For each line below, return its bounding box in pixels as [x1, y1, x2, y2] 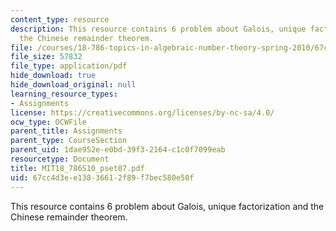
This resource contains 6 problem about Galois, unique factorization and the [10, 200, 325, 212]
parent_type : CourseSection [10, 136, 128, 146]
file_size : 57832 [10, 52, 83, 62]
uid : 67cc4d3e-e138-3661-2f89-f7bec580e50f [10, 172, 195, 183]
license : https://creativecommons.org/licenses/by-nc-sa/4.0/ [10, 107, 275, 118]
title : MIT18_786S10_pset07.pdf [10, 163, 145, 173]
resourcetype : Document [10, 154, 110, 164]
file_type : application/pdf [10, 61, 128, 71]
